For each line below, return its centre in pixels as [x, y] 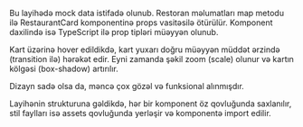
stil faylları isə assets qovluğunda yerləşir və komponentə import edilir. [140, 113]
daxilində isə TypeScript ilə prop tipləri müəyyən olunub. [114, 32]
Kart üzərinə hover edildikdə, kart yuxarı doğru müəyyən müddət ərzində [145, 50]
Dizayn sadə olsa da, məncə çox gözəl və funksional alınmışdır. [127, 86]
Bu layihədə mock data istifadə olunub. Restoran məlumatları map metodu [147, 13]
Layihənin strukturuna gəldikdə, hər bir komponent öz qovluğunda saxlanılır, [151, 104]
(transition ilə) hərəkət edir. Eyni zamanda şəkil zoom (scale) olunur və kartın [151, 59]
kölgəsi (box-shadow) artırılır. [64, 68]
